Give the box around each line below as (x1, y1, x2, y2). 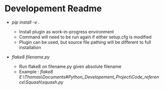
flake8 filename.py (11, 54, 50, 60)
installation (19, 44, 41, 50)
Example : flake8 (19, 68, 54, 74)
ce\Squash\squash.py (19, 79, 64, 85)
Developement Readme (4, 3, 102, 14)
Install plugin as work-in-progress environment (19, 29, 114, 34)
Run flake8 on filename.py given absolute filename (19, 63, 122, 69)
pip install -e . (11, 19, 40, 25)
